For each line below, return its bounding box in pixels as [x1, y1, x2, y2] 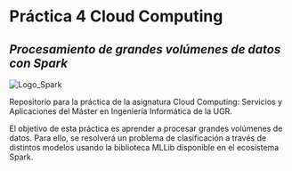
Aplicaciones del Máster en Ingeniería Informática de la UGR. [9, 106, 233, 117]
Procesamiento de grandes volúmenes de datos [9, 42, 281, 57]
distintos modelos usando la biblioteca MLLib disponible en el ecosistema [9, 142, 280, 152]
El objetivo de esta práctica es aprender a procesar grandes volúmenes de [9, 123, 283, 134]
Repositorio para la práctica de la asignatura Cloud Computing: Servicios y [9, 96, 283, 107]
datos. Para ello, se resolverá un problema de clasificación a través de [9, 133, 267, 143]
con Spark [9, 55, 69, 70]
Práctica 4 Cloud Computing [9, 6, 223, 27]
